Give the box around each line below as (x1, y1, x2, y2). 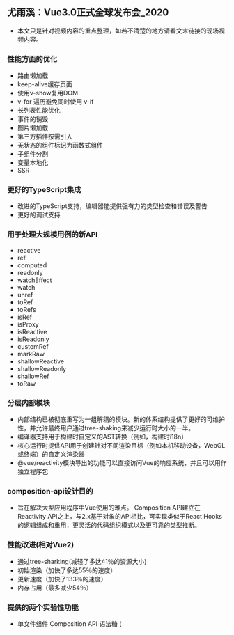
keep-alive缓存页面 (17, 80, 72, 88)
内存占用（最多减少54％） (17, 583, 93, 592)
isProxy (17, 320, 40, 329)
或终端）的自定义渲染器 (17, 450, 85, 458)
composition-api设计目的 (7, 486, 93, 496)
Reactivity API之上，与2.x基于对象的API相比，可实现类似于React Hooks (17, 512, 223, 521)
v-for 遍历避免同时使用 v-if (17, 97, 94, 106)
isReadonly (17, 335, 50, 343)
